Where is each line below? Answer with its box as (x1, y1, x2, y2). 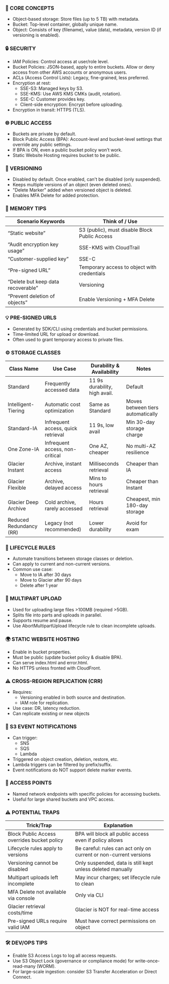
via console (8, 895, 35, 902)
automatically (126, 410, 158, 418)
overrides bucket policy (8, 837, 64, 844)
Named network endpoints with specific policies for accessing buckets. (12, 791, 161, 797)
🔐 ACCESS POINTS (5, 780, 52, 787)
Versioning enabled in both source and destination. (20, 694, 126, 701)
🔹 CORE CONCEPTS (5, 5, 54, 12)
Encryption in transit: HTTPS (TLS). (12, 107, 86, 113)
